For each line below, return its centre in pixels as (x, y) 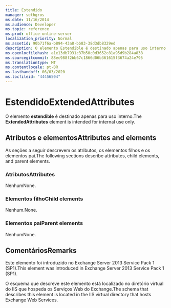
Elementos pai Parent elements (44, 223)
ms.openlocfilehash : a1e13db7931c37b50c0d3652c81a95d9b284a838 (74, 53)
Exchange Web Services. (32, 300)
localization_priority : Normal (39, 39)
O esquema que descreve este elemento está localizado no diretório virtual (84, 284)
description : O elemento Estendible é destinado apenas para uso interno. (87, 48)
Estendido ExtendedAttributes (70, 102)
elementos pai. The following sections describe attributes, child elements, (82, 156)
